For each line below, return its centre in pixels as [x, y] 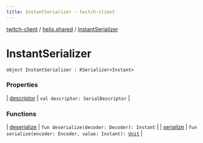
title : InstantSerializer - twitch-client [61, 12]
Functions [21, 114]
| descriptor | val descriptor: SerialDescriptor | [68, 98]
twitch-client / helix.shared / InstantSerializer [62, 29]
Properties [22, 85]
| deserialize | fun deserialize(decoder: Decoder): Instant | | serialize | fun [102, 127]
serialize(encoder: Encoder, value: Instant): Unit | [75, 133]
